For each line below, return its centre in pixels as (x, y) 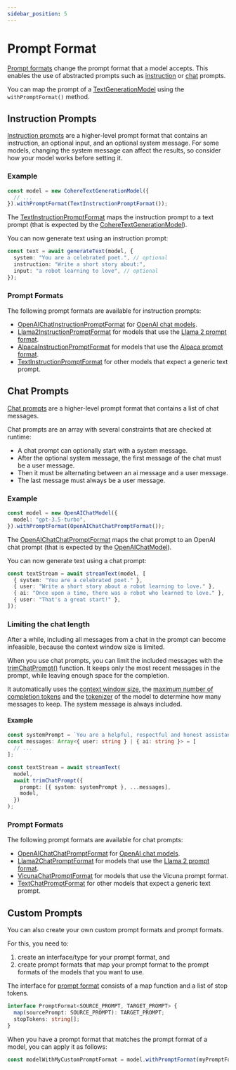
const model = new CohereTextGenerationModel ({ (78, 191)
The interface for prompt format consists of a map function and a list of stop (118, 986)
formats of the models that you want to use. (81, 972)
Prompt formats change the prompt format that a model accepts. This (108, 68)
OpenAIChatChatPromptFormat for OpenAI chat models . (99, 853)
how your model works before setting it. (65, 158)
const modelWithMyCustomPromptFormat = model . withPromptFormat (102, 1059)
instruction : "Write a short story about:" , (80, 264)
